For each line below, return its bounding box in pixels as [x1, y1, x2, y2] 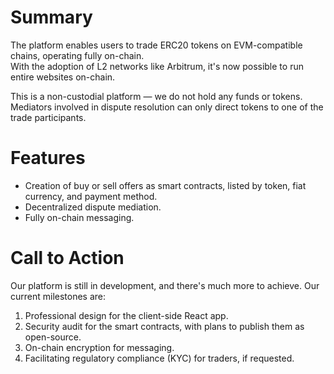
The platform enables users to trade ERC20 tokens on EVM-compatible [10, 39, 303, 51]
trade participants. [10, 111, 87, 123]
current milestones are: [10, 290, 107, 302]
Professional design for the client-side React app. [24, 309, 229, 321]
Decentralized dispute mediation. [24, 201, 162, 213]
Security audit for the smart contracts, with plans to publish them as [24, 320, 305, 332]
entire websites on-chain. [10, 71, 116, 83]
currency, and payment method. [24, 190, 158, 202]
